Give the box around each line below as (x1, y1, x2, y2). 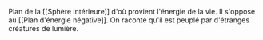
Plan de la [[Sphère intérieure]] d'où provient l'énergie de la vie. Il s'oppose (8, 7, 256, 16)
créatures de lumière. (8, 24, 78, 33)
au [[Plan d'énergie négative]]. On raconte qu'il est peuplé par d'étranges (8, 15, 250, 25)
